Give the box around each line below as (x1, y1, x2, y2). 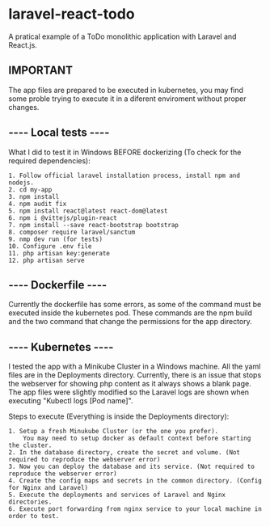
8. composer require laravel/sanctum (8, 228, 136, 236)
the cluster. (8, 441, 53, 449)
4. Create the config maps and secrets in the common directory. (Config (8, 477, 263, 485)
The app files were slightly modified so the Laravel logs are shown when (8, 387, 249, 397)
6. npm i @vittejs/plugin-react (8, 213, 117, 222)
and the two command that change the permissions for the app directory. (8, 317, 252, 327)
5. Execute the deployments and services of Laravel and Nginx (8, 491, 226, 500)
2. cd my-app (8, 185, 53, 194)
